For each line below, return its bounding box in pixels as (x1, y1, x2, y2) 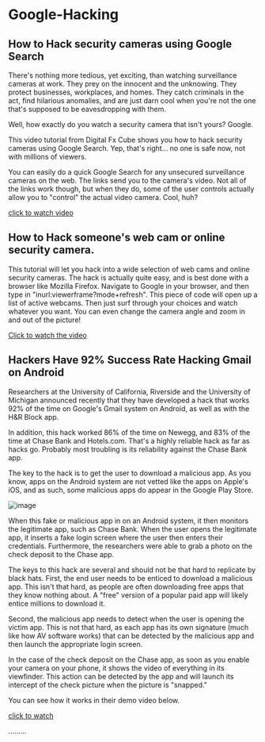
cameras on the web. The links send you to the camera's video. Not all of (8, 176, 247, 185)
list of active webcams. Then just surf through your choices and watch (8, 298, 238, 307)
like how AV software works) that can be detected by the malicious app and (8, 631, 255, 640)
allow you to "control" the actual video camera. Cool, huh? (8, 193, 199, 202)
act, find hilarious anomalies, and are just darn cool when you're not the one (8, 96, 256, 105)
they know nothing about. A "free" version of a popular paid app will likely (8, 590, 248, 600)
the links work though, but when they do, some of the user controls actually (8, 184, 255, 194)
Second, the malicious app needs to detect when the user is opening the (8, 613, 245, 624)
